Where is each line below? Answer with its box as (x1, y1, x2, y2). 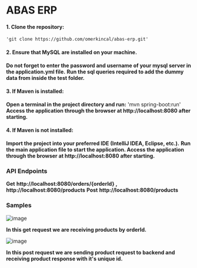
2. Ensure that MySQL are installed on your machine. (6, 48, 137, 56)
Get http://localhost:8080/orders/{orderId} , (6, 180, 118, 187)
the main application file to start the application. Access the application (6, 146, 184, 153)
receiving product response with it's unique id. (6, 255, 123, 262)
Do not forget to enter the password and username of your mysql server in (6, 62, 191, 69)
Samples (6, 201, 32, 209)
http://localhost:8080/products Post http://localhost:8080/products (6, 186, 178, 194)
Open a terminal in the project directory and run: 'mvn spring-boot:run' (6, 101, 181, 108)
